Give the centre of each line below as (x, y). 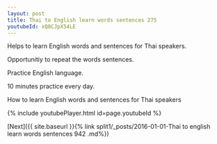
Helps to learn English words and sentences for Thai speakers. (97, 46)
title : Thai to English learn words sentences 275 (82, 20)
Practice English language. (45, 73)
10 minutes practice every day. (51, 87)
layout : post (26, 13)
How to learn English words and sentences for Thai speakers (95, 100)
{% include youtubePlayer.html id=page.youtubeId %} (85, 113)
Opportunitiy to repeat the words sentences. (71, 60)
